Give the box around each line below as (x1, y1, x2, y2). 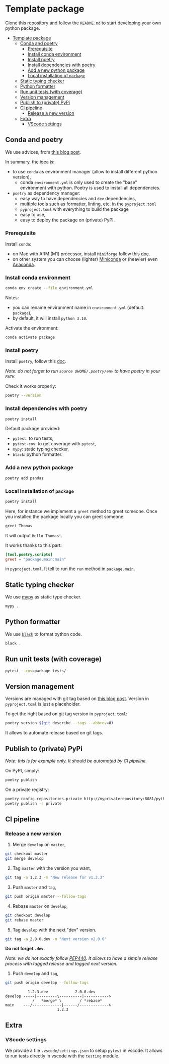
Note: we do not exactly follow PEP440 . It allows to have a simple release (5, 955, 158, 961)
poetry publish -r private (5, 801, 62, 806)
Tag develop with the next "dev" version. (12, 927, 97, 933)
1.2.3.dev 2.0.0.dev (27, 989, 96, 995)
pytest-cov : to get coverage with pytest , (12, 441, 97, 447)
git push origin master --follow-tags (5, 894, 87, 899)
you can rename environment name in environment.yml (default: (12, 304, 145, 311)
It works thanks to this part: (5, 542, 62, 548)
